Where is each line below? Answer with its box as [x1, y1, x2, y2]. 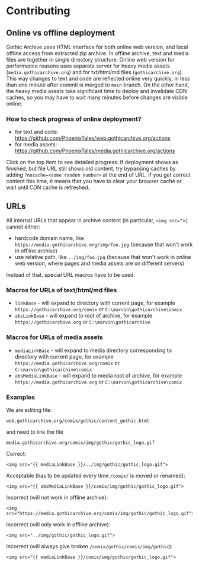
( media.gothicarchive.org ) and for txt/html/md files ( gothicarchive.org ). [6, 69, 184, 75]
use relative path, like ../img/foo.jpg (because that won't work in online [14, 254, 191, 261]
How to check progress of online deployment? [6, 114, 142, 123]
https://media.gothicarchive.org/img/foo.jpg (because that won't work [14, 241, 193, 248]
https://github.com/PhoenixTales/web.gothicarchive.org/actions [14, 135, 171, 142]
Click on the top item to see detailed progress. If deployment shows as [6, 159, 179, 166]
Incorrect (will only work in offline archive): [6, 521, 111, 528]
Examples [6, 393, 36, 401]
